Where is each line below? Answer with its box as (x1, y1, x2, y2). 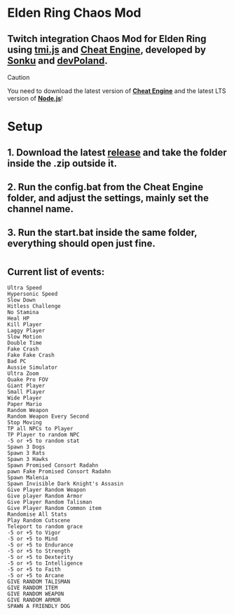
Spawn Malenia (7, 474, 49, 481)
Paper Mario (7, 400, 42, 407)
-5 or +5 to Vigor (7, 529, 61, 536)
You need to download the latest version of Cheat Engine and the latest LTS (7, 87, 226, 95)
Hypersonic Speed (7, 290, 58, 297)
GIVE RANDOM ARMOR (7, 596, 61, 603)
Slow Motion (7, 333, 42, 340)
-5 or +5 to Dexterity (7, 553, 74, 560)
